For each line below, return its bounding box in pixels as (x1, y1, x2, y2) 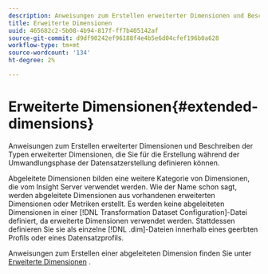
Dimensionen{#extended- (82, 97, 258, 116)
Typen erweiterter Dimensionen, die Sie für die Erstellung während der (8, 149, 240, 159)
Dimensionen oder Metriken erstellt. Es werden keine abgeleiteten (8, 199, 225, 208)
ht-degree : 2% (8, 57, 56, 65)
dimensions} (8, 115, 94, 133)
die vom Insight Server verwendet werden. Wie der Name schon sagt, (8, 181, 238, 192)
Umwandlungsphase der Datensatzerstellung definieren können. (8, 157, 220, 168)
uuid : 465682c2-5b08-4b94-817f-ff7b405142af (8, 26, 159, 34)
